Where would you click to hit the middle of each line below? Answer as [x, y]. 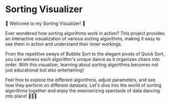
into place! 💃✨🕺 [21, 96]
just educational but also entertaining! [45, 70]
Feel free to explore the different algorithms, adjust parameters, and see [80, 80]
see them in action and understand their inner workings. [64, 44]
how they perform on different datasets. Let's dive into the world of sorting [83, 85]
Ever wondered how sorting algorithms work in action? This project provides [85, 33]
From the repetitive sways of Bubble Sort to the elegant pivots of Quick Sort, [85, 54]
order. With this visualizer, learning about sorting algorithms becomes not [82, 64]
